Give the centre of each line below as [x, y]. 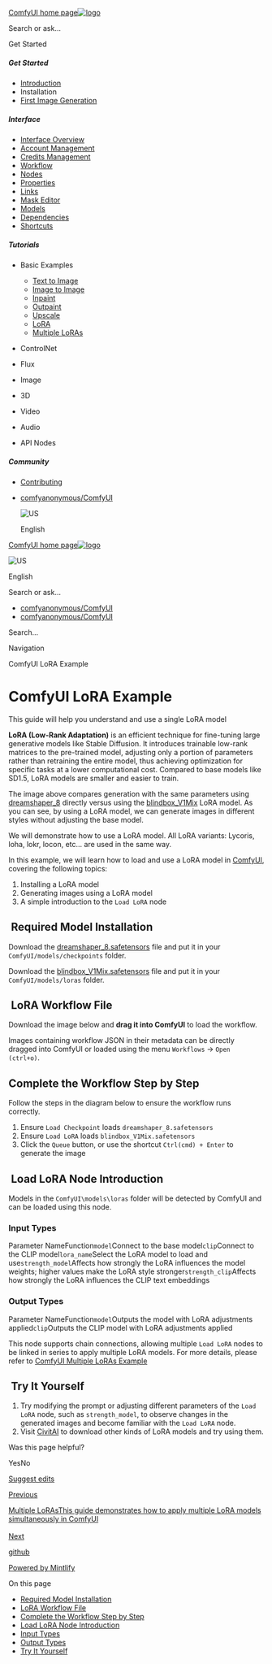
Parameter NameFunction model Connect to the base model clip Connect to [131, 1246]
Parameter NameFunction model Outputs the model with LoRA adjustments [131, 1319]
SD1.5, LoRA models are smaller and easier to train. [94, 778]
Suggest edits [32, 1479]
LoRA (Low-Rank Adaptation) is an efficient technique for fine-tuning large [134, 735]
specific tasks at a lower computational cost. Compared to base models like [135, 769]
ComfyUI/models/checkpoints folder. [67, 955]
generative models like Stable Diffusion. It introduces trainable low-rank [128, 743]
